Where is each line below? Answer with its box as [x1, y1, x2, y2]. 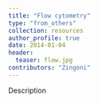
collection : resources [8, 26, 84, 34]
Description [8, 85, 46, 95]
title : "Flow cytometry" [8, 11, 91, 20]
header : [8, 49, 34, 57]
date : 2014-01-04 [8, 42, 66, 50]
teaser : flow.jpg [15, 57, 73, 65]
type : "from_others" [8, 19, 77, 27]
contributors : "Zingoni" [8, 64, 91, 72]
